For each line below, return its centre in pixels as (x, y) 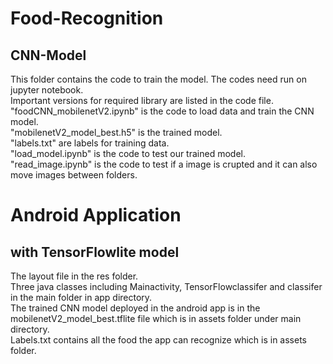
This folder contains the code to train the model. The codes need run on (158, 79)
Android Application (96, 215)
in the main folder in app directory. (81, 297)
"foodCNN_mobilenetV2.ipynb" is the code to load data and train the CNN (162, 111)
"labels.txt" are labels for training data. (90, 143)
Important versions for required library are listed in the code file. (142, 100)
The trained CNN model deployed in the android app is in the (135, 308)
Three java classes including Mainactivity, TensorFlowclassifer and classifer (166, 286)
